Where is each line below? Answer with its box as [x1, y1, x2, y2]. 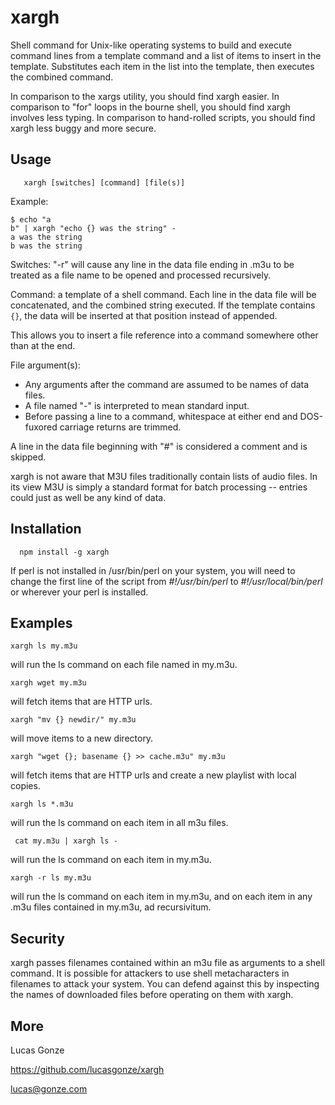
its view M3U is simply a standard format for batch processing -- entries [10, 481, 308, 493]
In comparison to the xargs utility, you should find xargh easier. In [10, 90, 280, 102]
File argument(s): [10, 359, 81, 371]
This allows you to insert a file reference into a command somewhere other [10, 329, 319, 341]
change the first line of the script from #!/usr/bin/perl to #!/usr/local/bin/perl [10, 575, 323, 587]
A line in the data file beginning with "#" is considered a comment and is [10, 440, 308, 452]
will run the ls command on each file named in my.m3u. [10, 659, 238, 671]
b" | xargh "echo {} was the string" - [10, 223, 177, 233]
